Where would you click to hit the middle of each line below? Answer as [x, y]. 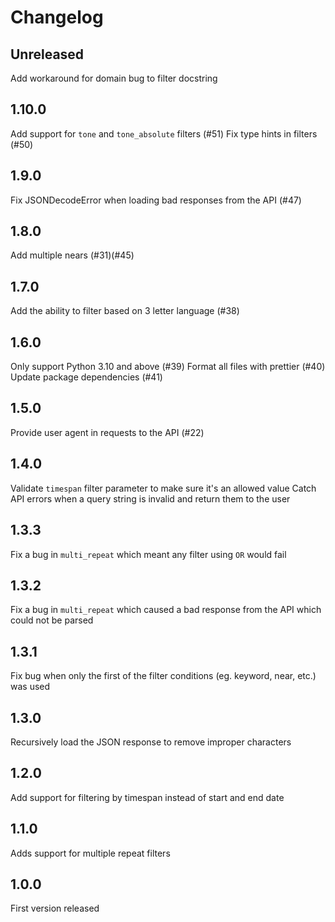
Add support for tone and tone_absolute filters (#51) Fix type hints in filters [164, 133]
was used [30, 687]
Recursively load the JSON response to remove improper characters [151, 742]
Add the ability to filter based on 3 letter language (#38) [125, 311]
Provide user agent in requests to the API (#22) [107, 432]
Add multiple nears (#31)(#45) [72, 255]
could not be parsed [52, 620]
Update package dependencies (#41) [86, 377]
